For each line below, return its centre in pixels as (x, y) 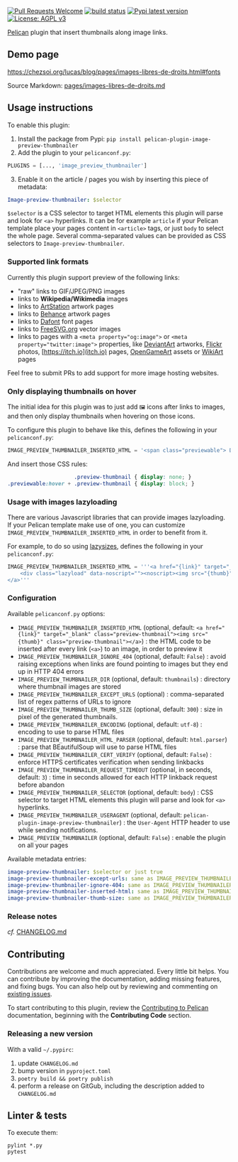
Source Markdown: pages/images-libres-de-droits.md (86, 85)
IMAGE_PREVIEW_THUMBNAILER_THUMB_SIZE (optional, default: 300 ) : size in (120, 709)
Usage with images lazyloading (62, 502)
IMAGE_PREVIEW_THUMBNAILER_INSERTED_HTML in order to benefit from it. (107, 532)
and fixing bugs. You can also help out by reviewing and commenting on (113, 986)
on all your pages (43, 845)
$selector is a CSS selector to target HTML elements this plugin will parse (115, 213)
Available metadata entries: (47, 859)
